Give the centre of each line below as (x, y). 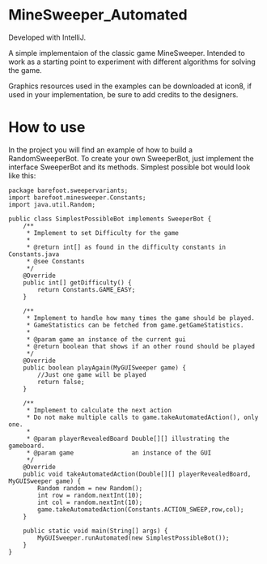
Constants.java (34, 254)
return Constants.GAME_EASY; (87, 289)
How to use (47, 128)
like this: (22, 175)
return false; (61, 382)
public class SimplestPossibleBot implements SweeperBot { (110, 219)
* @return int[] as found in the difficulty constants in (126, 247)
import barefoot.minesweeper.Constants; (78, 197)
